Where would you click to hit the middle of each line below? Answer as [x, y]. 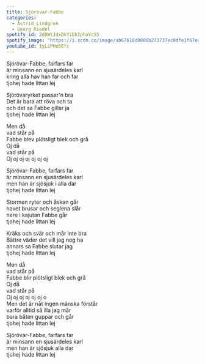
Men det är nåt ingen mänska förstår [52, 303]
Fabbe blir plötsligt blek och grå [46, 277]
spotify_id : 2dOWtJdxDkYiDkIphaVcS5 [53, 35]
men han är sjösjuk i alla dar [41, 184]
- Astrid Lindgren [35, 23]
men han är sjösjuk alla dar [40, 348]
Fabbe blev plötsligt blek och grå [47, 139]
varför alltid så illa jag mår [39, 310]
